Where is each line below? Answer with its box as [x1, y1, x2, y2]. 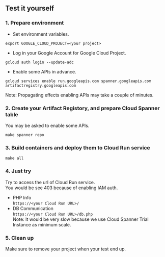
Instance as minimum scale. [12, 221, 71, 227]
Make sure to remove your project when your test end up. [5, 246, 126, 252]
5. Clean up [5, 234, 34, 241]
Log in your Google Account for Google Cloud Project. [12, 49, 126, 56]
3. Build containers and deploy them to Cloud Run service [5, 144, 150, 151]
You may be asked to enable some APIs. [5, 122, 90, 128]
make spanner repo [5, 132, 44, 137]
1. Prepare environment [5, 19, 64, 27]
